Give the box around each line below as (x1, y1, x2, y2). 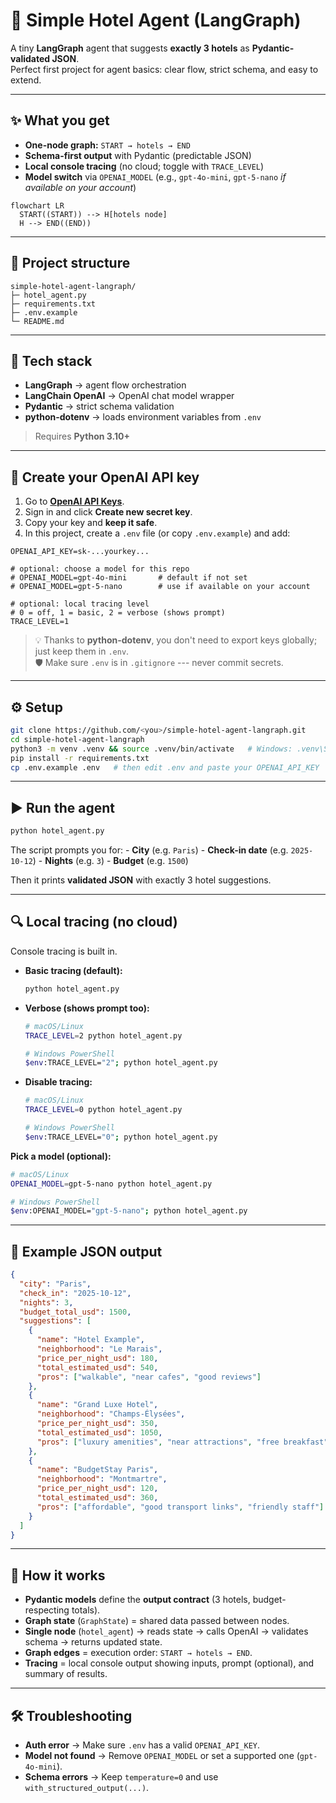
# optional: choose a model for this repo (10, 564, 190, 574)
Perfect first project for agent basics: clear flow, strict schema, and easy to (10, 63, 319, 75)
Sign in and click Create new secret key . (24, 506, 193, 518)
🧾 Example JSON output (10, 1243, 163, 1260)
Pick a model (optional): (10, 1150, 112, 1162)
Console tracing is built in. (10, 945, 118, 957)
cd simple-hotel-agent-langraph (10, 734, 145, 744)
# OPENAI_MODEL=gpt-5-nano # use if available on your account (10, 582, 311, 592)
